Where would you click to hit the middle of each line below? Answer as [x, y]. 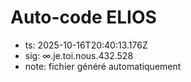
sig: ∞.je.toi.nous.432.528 [79, 55]
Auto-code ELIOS [83, 17]
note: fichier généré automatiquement [103, 66]
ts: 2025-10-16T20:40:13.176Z [86, 45]
